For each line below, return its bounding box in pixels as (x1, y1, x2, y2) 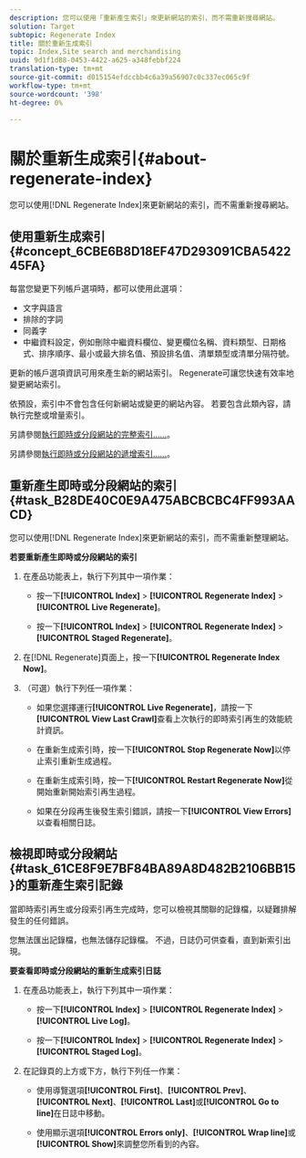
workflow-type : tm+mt (9, 81, 92, 90)
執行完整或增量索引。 (9, 409, 89, 420)
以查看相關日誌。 (36, 817, 101, 828)
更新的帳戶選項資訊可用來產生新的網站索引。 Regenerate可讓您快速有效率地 (9, 367, 294, 378)
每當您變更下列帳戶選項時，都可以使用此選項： (9, 284, 185, 295)
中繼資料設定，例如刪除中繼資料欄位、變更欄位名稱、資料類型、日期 (22, 336, 279, 347)
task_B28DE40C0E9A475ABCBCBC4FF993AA (22, 492, 296, 508)
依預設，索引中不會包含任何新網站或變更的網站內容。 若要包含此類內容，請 (9, 398, 291, 409)
